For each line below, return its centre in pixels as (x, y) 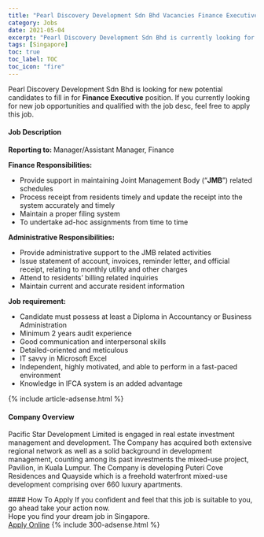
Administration (43, 324)
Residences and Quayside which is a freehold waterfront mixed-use (118, 476)
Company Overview (41, 417)
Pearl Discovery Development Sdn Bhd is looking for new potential (115, 89)
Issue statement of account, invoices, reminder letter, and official (125, 261)
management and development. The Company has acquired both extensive (130, 443)
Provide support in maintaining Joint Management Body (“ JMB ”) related (136, 180)
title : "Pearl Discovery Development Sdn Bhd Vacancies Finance (115, 15)
